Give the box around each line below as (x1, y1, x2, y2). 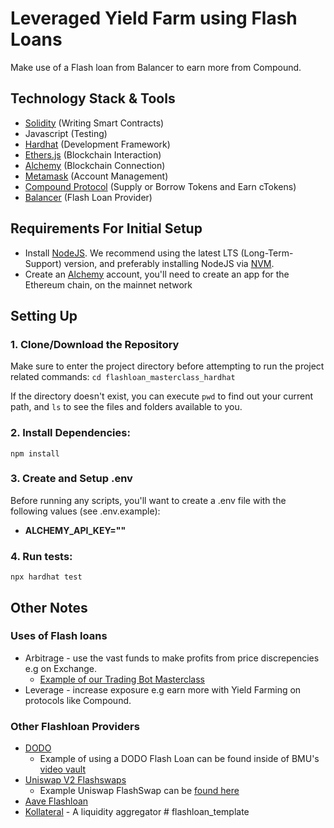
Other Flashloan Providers (10, 719, 140, 733)
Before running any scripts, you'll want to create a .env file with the (10, 494, 287, 506)
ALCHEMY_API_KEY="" (24, 524, 127, 536)
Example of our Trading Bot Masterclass (39, 673, 206, 685)
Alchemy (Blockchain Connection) (24, 159, 166, 171)
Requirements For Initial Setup (10, 220, 203, 237)
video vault (39, 763, 87, 776)
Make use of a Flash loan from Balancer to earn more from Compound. (10, 61, 302, 73)
